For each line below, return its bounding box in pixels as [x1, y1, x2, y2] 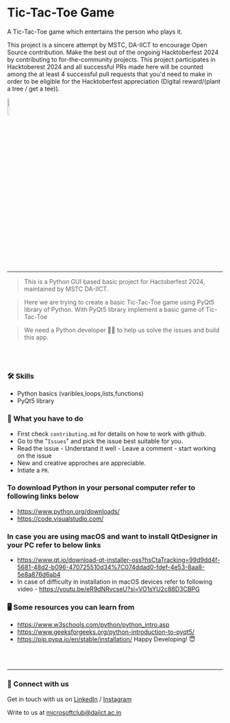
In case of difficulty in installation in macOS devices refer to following [16, 578, 213, 586]
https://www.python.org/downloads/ [16, 507, 120, 515]
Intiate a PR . [16, 466, 50, 474]
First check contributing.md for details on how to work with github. [16, 429, 207, 438]
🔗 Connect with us [7, 679, 70, 689]
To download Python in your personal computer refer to [7, 483, 196, 493]
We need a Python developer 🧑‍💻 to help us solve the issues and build [23, 326, 220, 334]
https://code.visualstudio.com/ [16, 514, 104, 523]
